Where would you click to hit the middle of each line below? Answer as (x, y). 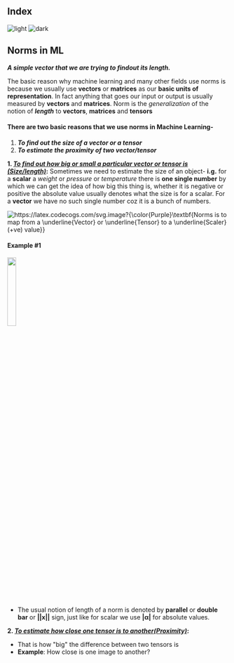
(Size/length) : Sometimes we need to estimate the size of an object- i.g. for (117, 171)
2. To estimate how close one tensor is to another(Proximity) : (98, 631)
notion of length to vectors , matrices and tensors (80, 111)
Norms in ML (36, 51)
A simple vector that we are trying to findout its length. (89, 67)
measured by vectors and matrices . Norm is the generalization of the (108, 103)
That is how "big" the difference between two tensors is (98, 645)
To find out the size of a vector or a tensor (80, 143)
